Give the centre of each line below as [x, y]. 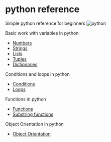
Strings [20, 48]
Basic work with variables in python [42, 33]
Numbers [22, 43]
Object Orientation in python [34, 124]
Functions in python [26, 99]
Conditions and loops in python [38, 74]
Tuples [19, 59]
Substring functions [33, 114]
